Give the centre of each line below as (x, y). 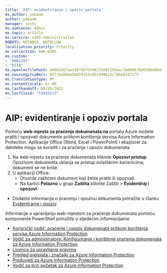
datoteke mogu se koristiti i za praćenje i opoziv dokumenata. (68, 147)
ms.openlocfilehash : (27, 70)
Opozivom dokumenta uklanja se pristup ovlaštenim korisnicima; (78, 162)
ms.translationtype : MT (30, 79)
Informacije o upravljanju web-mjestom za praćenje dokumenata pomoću (80, 213)
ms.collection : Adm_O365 (31, 51)
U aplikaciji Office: (31, 173)
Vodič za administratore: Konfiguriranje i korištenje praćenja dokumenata (87, 239)
